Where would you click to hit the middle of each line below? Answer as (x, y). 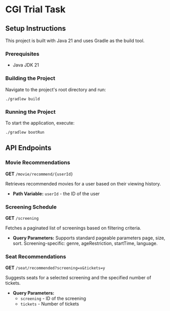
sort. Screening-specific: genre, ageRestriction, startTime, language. (85, 243)
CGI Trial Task (35, 9)
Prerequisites (22, 54)
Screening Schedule (31, 207)
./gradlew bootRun (25, 132)
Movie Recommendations (38, 162)
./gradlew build (23, 99)
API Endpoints (28, 148)
